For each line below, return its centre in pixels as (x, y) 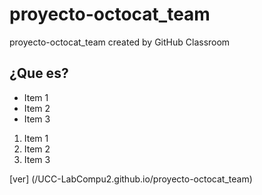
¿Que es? (39, 73)
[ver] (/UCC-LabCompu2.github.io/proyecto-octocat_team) (131, 179)
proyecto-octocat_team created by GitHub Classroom (120, 42)
